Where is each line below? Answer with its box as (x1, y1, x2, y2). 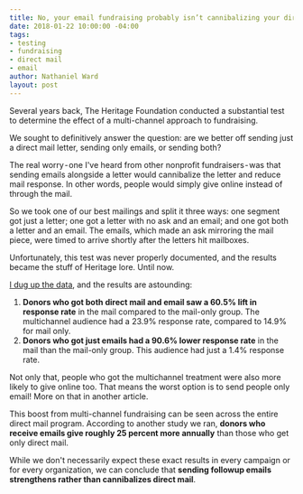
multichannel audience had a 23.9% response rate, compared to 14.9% (22, 315, 287, 326)
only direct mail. (9, 437, 69, 448)
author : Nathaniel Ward (9, 72, 99, 81)
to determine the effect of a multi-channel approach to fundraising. (9, 115, 259, 126)
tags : (9, 30, 30, 39)
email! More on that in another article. (9, 390, 149, 402)
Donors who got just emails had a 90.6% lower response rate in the (22, 335, 280, 346)
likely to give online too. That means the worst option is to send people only (9, 381, 290, 392)
